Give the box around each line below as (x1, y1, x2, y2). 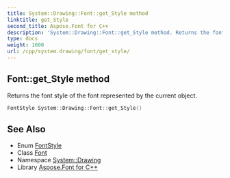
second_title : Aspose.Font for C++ (7, 23, 109, 29)
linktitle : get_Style (7, 16, 69, 23)
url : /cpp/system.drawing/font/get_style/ (7, 48, 130, 55)
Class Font (16, 149, 47, 157)
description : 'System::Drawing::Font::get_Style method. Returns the (7, 29, 210, 36)
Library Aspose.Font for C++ (16, 163, 98, 171)
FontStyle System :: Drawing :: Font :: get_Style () (7, 104, 142, 111)
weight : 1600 (7, 42, 44, 48)
